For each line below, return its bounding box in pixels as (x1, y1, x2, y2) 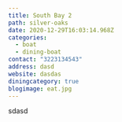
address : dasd (8, 63, 55, 71)
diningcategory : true (8, 77, 79, 85)
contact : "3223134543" (8, 56, 83, 64)
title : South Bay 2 (8, 11, 72, 20)
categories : (8, 33, 47, 42)
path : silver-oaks (8, 19, 68, 27)
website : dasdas (8, 70, 61, 78)
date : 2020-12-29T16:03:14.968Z (8, 26, 114, 34)
